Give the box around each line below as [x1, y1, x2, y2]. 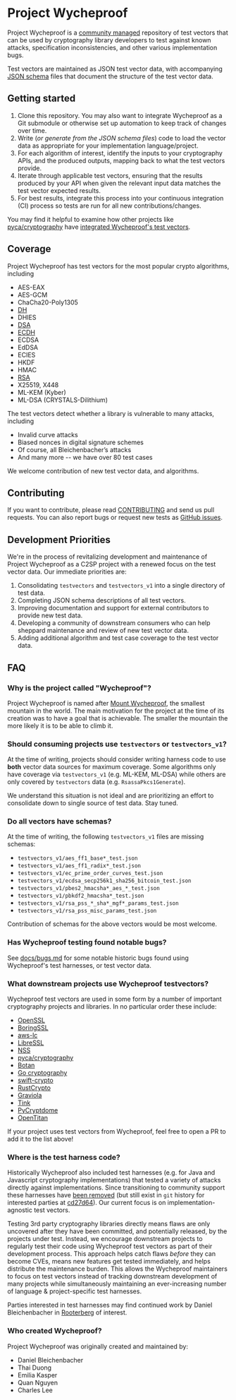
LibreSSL [17, 1038, 44, 1047]
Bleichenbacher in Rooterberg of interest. [7, 1308, 128, 1317]
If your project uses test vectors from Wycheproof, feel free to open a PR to [7, 1127, 227, 1136]
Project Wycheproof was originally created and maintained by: [7, 1342, 189, 1351]
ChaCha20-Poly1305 [17, 298, 79, 307]
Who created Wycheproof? [7, 1326, 102, 1336]
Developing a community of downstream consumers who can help [17, 619, 211, 627]
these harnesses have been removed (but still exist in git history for [7, 1191, 205, 1199]
